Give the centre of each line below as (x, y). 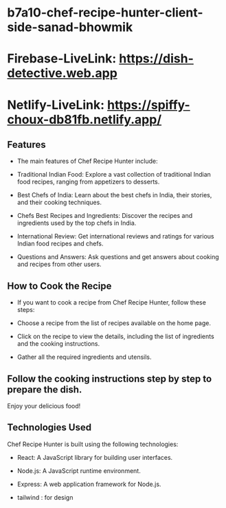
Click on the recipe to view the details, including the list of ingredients (115, 336)
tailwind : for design (45, 497)
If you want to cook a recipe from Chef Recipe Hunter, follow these (111, 302)
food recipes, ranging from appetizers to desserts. (88, 182)
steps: (26, 310)
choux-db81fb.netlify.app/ (84, 119)
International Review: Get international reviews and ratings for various (115, 236)
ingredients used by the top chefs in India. (77, 223)
